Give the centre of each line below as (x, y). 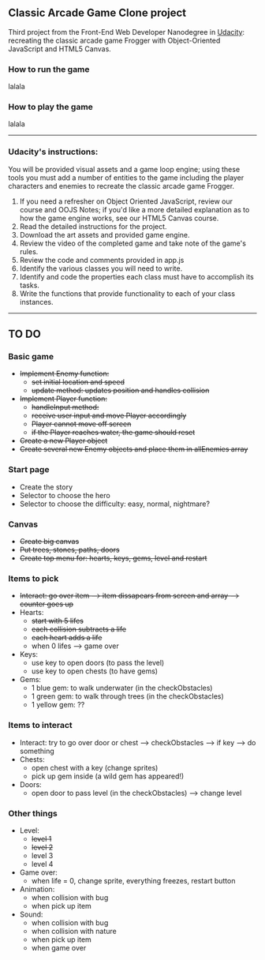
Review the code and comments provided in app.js (102, 260)
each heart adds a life (67, 638)
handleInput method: (65, 407)
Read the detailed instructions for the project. (93, 226)
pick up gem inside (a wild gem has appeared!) (108, 776)
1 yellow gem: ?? (58, 705)
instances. (36, 302)
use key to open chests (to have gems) (95, 671)
